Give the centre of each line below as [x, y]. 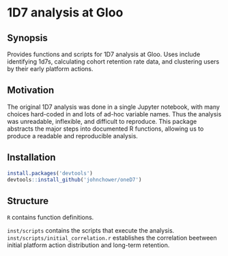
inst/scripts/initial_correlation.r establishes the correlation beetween [112, 238]
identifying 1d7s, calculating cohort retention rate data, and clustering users [113, 62]
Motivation [31, 90]
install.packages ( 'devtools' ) [50, 173]
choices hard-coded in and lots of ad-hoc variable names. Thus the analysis [114, 114]
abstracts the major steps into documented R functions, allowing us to [105, 129]
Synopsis [27, 38]
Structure [28, 201]
